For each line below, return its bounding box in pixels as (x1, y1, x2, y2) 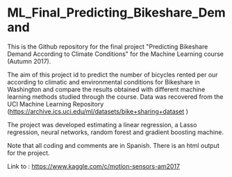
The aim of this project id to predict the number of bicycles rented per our (7, 71, 218, 79)
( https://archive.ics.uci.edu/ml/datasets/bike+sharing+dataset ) (7, 107, 189, 115)
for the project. (7, 149, 50, 157)
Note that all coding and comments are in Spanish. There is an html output (7, 141, 220, 149)
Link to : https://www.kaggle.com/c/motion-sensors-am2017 (7, 162, 181, 170)
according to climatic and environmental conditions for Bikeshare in (7, 77, 200, 86)
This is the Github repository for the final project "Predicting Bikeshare (7, 42, 208, 50)
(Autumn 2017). (7, 57, 51, 65)
